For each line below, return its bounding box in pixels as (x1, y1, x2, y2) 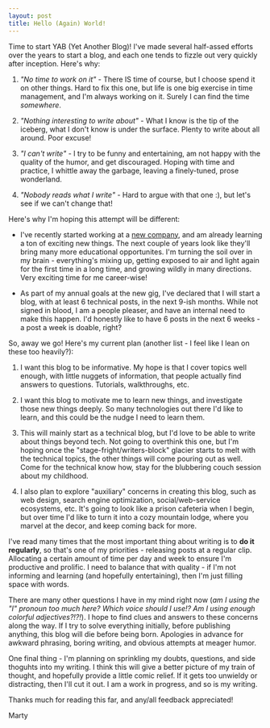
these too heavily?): (8, 346, 74, 356)
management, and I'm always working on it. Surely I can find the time (19, 91, 250, 101)
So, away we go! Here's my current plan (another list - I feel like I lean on (8, 338, 250, 348)
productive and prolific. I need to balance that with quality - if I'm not (8, 562, 236, 571)
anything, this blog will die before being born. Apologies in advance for (8, 629, 244, 638)
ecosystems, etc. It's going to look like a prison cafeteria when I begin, (19, 504, 255, 513)
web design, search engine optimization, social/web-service (19, 495, 221, 504)
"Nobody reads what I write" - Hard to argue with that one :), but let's (19, 190, 251, 199)
